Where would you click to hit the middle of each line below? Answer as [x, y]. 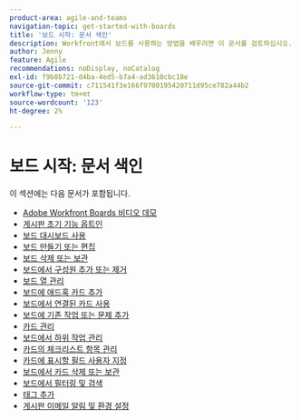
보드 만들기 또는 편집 [59, 247]
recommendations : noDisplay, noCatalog [85, 69]
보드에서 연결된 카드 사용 [66, 304]
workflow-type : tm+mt [50, 94]
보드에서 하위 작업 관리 [63, 338]
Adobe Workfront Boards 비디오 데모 [89, 213]
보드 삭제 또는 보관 [55, 258]
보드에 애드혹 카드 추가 [63, 293]
